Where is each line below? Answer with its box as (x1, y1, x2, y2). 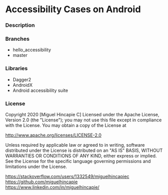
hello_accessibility (12, 47, 51, 53)
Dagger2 (12, 76, 32, 82)
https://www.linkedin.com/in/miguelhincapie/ (5, 184, 100, 190)
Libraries (5, 65, 28, 72)
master (12, 52, 28, 58)
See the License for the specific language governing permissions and (5, 158, 151, 164)
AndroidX (12, 82, 33, 88)
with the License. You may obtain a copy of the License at (5, 122, 127, 128)
